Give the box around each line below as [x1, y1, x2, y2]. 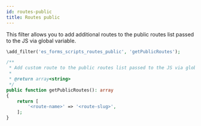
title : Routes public [6, 14, 60, 20]
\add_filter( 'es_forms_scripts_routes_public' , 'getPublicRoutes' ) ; [6, 48, 181, 54]
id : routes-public [6, 8, 52, 15]
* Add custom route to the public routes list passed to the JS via [8, 65, 184, 71]
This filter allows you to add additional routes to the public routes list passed [6, 30, 194, 38]
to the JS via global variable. [6, 37, 77, 44]
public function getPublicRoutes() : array [6, 87, 114, 93]
